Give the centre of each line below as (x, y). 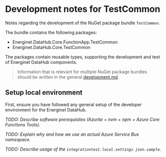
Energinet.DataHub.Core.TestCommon (51, 47)
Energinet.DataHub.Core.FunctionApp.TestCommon (65, 42)
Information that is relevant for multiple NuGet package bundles (82, 72)
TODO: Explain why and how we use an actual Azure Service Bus (72, 134)
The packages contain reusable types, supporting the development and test (83, 57)
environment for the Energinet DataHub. (46, 109)
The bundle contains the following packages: (51, 32)
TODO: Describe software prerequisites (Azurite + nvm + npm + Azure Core (83, 119)
